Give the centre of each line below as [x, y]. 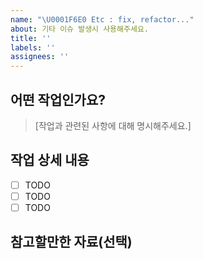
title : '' [31, 38]
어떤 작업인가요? [58, 99]
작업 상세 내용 [50, 160]
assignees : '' [40, 57]
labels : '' [33, 47]
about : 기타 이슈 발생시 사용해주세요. [79, 29]
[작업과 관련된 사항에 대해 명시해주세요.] [113, 125]
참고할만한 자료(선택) [71, 242]
